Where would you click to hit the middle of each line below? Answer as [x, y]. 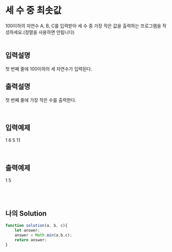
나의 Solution [26, 213]
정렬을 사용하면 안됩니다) [50, 32]
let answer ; [27, 230]
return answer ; [31, 240]
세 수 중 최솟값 [33, 11]
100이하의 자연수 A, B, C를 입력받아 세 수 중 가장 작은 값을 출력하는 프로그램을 [83, 26]
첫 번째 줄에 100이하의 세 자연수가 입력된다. [49, 69]
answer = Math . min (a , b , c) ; [43, 235]
